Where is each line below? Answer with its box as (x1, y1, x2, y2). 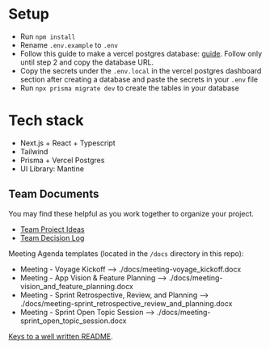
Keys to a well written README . (8, 331, 113, 341)
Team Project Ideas (19, 224, 85, 234)
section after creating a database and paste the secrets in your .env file (19, 74, 259, 84)
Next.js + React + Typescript (19, 138, 116, 148)
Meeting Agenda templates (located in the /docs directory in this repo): (8, 248, 244, 259)
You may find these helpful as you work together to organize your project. (8, 208, 255, 218)
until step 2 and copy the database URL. (19, 57, 154, 67)
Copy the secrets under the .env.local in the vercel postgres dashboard (19, 65, 262, 75)
